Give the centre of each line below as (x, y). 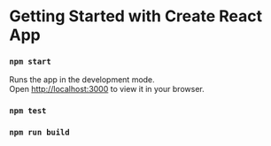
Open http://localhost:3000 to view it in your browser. (107, 89)
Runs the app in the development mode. (82, 80)
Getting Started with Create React (136, 16)
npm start (30, 62)
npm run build (39, 133)
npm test (28, 111)
